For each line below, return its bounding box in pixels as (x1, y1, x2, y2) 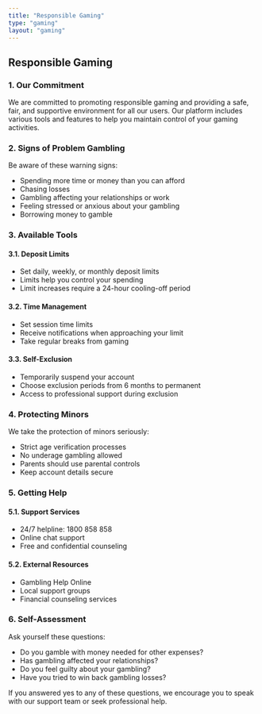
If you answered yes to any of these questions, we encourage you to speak (8, 688, 254, 697)
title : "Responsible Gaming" (8, 11, 105, 20)
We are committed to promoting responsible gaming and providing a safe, (8, 98, 249, 107)
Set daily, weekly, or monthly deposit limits (19, 267, 160, 276)
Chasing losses (19, 184, 70, 194)
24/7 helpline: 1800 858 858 (19, 524, 113, 534)
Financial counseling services (19, 594, 118, 604)
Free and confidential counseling (19, 541, 128, 551)
